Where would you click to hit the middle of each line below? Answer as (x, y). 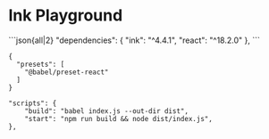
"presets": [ (41, 64)
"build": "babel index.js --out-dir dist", (107, 111)
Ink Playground (66, 16)
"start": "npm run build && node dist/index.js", (119, 119)
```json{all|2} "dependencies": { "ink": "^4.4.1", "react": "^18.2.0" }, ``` (134, 40)
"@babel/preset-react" (67, 72)
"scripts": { (33, 103)
